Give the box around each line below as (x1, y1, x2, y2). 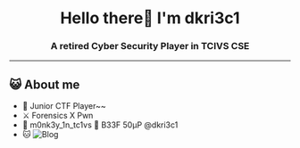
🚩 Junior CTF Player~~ (21, 101, 106, 111)
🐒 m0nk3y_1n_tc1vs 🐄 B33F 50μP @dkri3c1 (21, 119, 179, 130)
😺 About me (9, 77, 80, 92)
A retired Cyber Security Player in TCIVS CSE (50, 40, 250, 53)
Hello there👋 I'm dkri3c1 (60, 8, 240, 29)
